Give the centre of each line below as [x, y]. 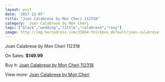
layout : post [18, 10]
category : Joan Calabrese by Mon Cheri [47, 23]
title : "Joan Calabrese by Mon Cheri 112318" [52, 19]
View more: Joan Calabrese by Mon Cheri [47, 74]
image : [12, 32]
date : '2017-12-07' [25, 14]
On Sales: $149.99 [24, 56]
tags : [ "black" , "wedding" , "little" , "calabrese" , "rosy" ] [63, 28]
